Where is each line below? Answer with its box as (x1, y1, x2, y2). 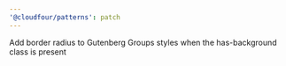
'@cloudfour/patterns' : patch (9, 12, 121, 22)
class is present (9, 46, 66, 57)
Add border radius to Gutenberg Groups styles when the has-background (9, 37, 277, 48)
